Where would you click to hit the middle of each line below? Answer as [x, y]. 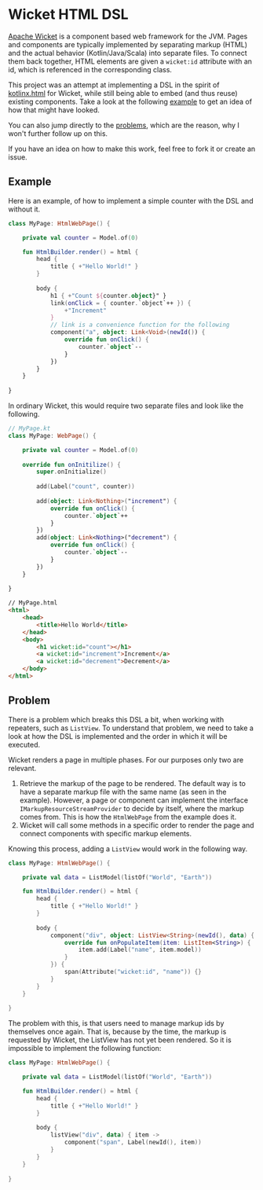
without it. [24, 209]
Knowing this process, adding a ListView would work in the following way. [128, 848]
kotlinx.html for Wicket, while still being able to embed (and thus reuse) [123, 93]
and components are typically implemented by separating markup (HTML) [128, 44]
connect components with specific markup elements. [106, 833]
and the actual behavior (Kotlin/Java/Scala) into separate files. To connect [128, 53]
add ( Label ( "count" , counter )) [86, 487]
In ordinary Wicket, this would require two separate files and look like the [126, 406]
